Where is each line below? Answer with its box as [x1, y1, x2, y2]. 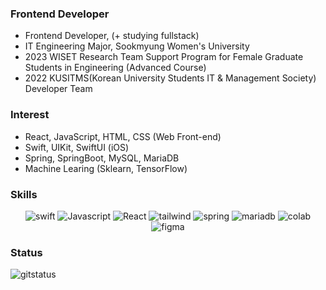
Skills [10, 187, 38, 201]
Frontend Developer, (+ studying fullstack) [24, 30, 200, 42]
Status [10, 245, 43, 259]
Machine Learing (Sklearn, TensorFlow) [24, 162, 188, 174]
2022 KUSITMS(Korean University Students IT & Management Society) [24, 72, 317, 84]
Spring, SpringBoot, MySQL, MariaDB [24, 152, 180, 164]
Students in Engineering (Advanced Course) [24, 62, 207, 74]
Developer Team [24, 83, 93, 95]
